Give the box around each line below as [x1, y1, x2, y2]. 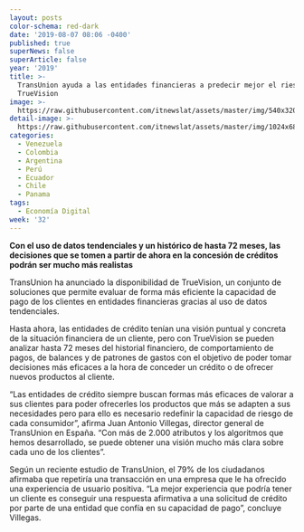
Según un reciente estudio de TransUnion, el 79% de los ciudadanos [9, 463, 265, 475]
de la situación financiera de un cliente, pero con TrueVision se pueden [9, 332, 274, 344]
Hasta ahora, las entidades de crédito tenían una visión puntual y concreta [9, 323, 287, 334]
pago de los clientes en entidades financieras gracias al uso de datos [9, 296, 268, 307]
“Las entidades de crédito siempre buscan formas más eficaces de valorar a [9, 388, 294, 399]
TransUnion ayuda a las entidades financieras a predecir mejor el [17, 81, 278, 90]
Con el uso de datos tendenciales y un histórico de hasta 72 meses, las [9, 240, 281, 251]
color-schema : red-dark [9, 22, 100, 31]
